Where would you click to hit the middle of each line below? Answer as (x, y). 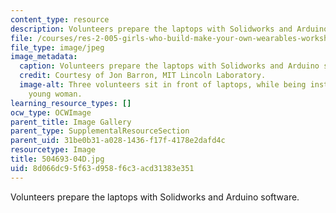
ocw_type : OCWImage (51, 112)
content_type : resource (60, 19)
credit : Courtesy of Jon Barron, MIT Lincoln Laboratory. (143, 76)
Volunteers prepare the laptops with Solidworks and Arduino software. (155, 197)
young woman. (55, 94)
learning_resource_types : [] (71, 103)
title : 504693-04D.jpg (57, 159)
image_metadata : (44, 57)
